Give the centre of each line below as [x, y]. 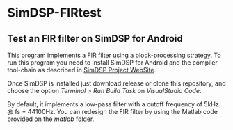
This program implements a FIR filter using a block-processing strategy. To [114, 55]
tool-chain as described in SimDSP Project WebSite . [82, 70]
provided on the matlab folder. [51, 119]
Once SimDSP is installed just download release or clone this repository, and [116, 83]
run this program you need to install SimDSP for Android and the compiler [112, 63]
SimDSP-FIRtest [54, 13]
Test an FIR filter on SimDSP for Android [95, 39]
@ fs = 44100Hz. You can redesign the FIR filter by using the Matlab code [112, 112]
